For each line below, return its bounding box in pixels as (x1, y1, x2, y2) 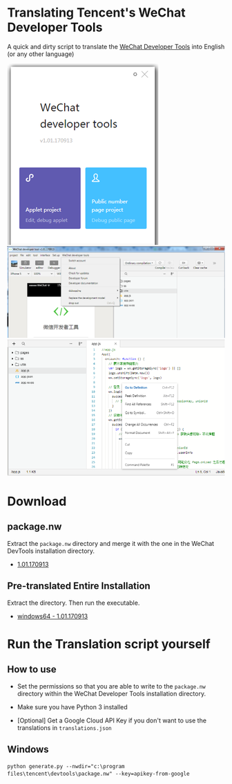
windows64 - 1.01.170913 (17, 612, 88, 620)
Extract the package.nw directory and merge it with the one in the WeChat (7, 539, 215, 547)
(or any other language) (7, 50, 75, 58)
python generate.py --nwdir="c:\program (7, 763, 126, 770)
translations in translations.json (17, 723, 112, 731)
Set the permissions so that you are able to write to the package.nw (17, 682, 206, 690)
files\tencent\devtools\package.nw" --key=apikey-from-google (7, 770, 190, 778)
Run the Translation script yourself (7, 636, 211, 652)
